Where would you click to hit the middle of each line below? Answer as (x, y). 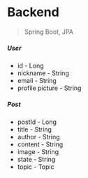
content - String (40, 144)
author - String (38, 136)
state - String (36, 159)
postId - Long (37, 122)
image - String (38, 151)
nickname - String (43, 73)
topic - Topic (36, 167)
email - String (37, 80)
